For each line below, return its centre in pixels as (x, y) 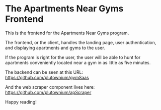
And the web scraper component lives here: (50, 87)
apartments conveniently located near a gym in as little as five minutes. (78, 62)
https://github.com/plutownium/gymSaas (47, 77)
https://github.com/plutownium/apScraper (48, 92)
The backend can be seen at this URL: (44, 72)
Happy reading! (21, 102)
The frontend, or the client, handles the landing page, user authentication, (81, 42)
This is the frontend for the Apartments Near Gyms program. (67, 33)
